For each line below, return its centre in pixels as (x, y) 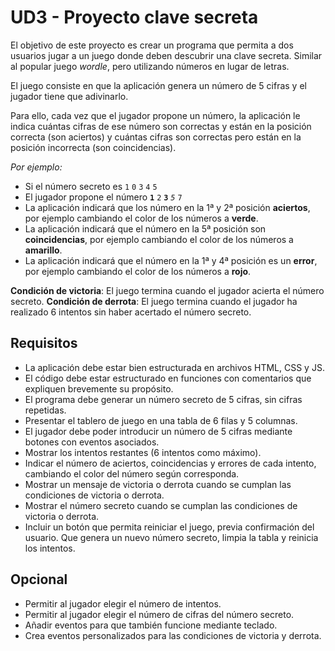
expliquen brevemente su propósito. (99, 388)
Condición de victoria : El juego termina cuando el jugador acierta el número (167, 290)
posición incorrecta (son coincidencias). (93, 147)
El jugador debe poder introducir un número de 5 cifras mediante (158, 431)
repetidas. (45, 410)
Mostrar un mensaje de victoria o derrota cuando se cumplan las (158, 484)
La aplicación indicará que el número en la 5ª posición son (145, 228)
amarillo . (43, 250)
